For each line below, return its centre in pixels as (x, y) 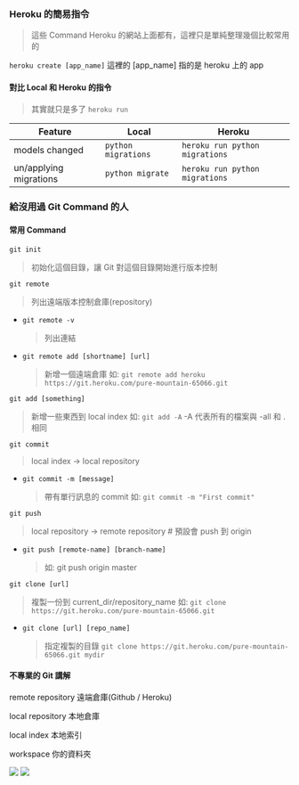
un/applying (39, 168)
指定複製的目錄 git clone (91, 646)
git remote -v (48, 320)
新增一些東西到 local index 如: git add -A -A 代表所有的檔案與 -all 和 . (158, 416)
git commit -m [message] (68, 478)
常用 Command (38, 230)
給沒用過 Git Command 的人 (69, 207)
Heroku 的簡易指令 (49, 13)
